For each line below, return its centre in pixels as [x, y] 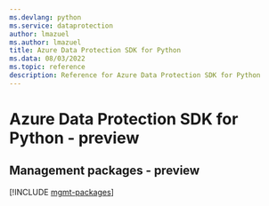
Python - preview [74, 138]
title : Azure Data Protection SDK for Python [95, 51]
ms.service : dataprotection [61, 26]
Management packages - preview [105, 171]
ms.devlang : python [45, 17]
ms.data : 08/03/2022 [48, 59]
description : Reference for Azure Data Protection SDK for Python [135, 75]
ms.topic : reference [48, 67]
